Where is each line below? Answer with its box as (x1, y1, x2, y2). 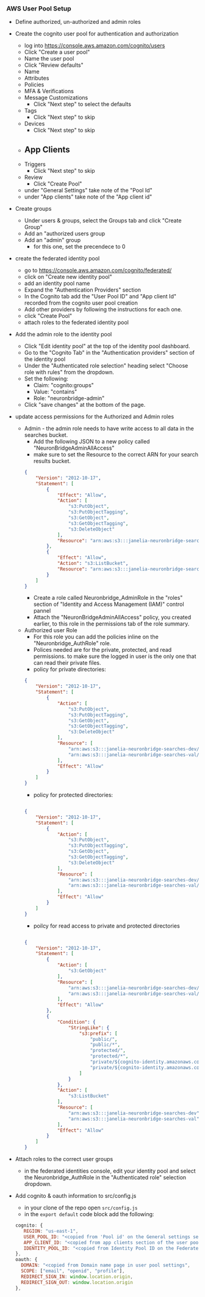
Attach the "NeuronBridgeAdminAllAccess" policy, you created (33, 614, 191, 621)
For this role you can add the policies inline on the (33, 633, 159, 641)
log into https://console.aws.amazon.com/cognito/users (24, 42, 165, 50)
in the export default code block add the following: (24, 1211, 154, 1218)
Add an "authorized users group (24, 230, 106, 237)
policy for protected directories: (33, 792, 113, 799)
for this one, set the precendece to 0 (33, 243, 126, 251)
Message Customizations (24, 94, 88, 102)
